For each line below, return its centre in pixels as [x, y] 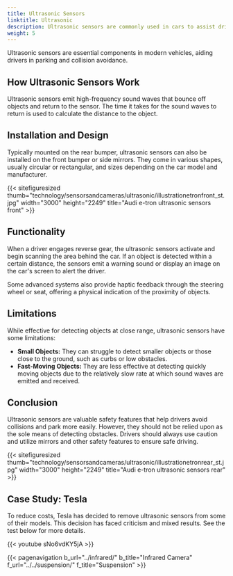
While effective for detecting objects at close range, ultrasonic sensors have [116, 330]
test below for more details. [46, 531]
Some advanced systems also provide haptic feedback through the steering [115, 284]
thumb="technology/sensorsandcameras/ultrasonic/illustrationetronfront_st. [116, 195]
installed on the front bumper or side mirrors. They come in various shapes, [115, 159]
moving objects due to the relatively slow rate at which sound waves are [120, 374]
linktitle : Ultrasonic [40, 20]
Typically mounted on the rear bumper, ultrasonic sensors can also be [107, 152]
